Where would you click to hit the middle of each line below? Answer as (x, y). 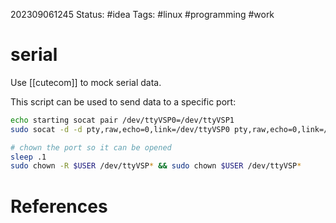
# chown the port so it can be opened (91, 147)
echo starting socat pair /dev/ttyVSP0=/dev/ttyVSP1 (122, 120)
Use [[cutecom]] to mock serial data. (86, 82)
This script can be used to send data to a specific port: (123, 101)
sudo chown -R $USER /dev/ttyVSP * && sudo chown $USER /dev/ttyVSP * (156, 166)
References (59, 206)
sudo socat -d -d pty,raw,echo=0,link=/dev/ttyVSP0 (120, 129)
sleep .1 (28, 157)
